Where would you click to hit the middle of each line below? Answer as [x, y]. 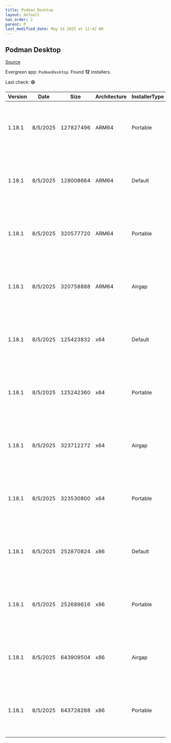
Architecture [111, 97]
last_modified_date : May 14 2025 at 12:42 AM [54, 29]
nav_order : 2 [19, 19]
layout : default [22, 15]
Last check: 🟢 [20, 82]
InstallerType [148, 97]
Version [18, 97]
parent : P [16, 24]
